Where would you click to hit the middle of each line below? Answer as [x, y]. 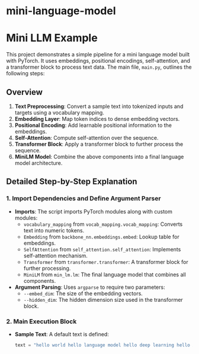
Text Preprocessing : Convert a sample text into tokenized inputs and [99, 106]
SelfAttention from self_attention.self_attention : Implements [102, 249]
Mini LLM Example [52, 38]
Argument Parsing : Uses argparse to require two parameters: [90, 287]
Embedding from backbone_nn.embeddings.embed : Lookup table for [101, 237]
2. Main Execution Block [41, 321]
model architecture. [38, 163]
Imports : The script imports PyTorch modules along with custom [94, 211]
